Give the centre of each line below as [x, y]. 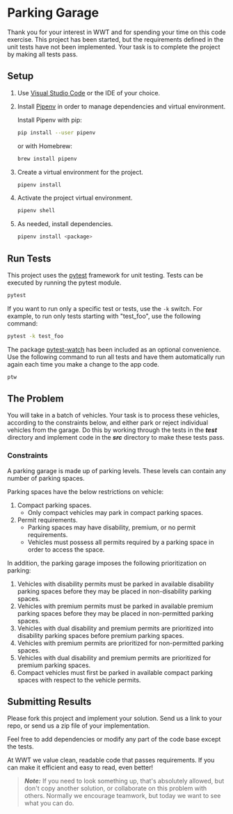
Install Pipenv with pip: [49, 120]
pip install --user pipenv [56, 133]
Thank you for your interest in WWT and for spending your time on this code [116, 32]
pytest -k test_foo [35, 336]
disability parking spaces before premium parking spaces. [101, 635]
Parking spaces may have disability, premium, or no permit [112, 527]
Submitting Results [49, 702]
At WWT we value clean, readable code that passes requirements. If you [111, 760]
